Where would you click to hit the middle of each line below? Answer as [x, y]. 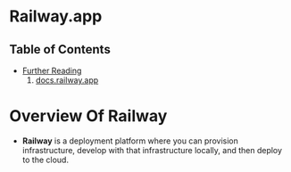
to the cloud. [46, 160]
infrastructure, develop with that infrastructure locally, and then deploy [152, 150]
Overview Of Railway [88, 116]
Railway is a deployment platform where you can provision [130, 141]
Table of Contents [60, 49]
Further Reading [52, 70]
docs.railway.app [67, 80]
